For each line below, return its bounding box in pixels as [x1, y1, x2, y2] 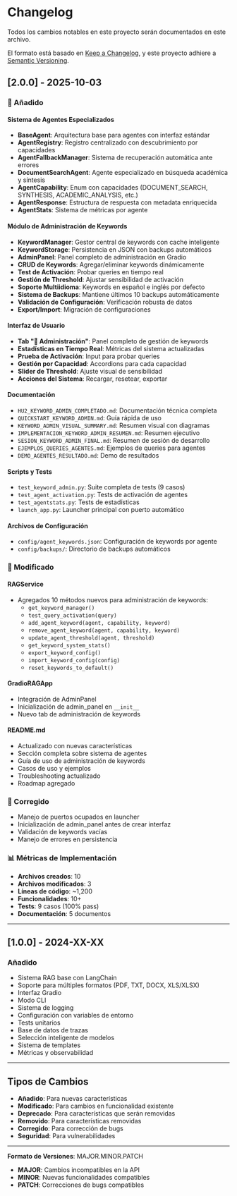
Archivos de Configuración [7, 521, 88, 530]
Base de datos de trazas [17, 1026, 88, 1035]
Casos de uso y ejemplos [17, 764, 92, 772]
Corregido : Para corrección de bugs [17, 1124, 123, 1133]
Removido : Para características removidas [17, 1117, 142, 1125]
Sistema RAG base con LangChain [17, 974, 118, 982]
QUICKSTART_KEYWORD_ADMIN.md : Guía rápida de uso [17, 414, 162, 422]
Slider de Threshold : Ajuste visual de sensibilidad [17, 367, 163, 375]
